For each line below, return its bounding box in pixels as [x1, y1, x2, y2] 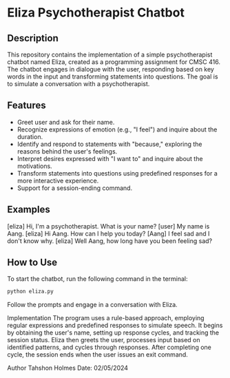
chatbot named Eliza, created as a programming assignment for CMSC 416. [7, 58, 220, 66]
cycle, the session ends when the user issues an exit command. [7, 350, 188, 359]
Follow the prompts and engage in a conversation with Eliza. [7, 301, 178, 309]
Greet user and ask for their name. [17, 118, 115, 126]
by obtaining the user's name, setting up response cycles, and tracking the [7, 328, 220, 337]
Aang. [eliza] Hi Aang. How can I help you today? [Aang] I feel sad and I [7, 229, 210, 238]
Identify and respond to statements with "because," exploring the [17, 140, 202, 148]
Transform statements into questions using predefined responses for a [17, 169, 218, 177]
